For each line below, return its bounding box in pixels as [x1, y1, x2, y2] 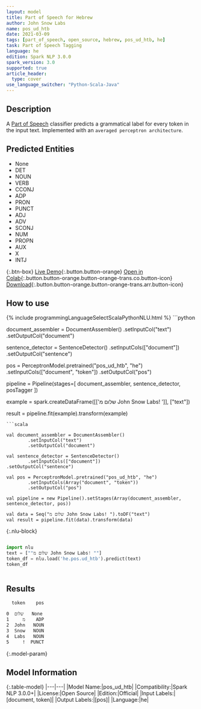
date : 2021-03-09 [6, 31, 50, 37]
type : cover [11, 76, 42, 82]
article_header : [6, 71, 47, 77]
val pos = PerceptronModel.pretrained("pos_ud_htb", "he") [6, 474, 158, 480]
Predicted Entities [6, 144, 75, 154]
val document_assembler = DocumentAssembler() [6, 432, 125, 438]
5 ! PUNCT [6, 639, 45, 645]
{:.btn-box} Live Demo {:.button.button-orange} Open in [6, 268, 143, 275]
